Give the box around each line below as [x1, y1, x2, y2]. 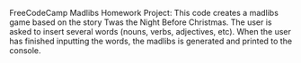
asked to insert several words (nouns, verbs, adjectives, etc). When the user [9, 27, 292, 36]
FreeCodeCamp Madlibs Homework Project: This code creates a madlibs [9, 8, 279, 18]
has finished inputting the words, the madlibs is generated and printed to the [9, 35, 293, 46]
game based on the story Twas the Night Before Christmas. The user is [9, 17, 272, 28]
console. [9, 45, 42, 56]
